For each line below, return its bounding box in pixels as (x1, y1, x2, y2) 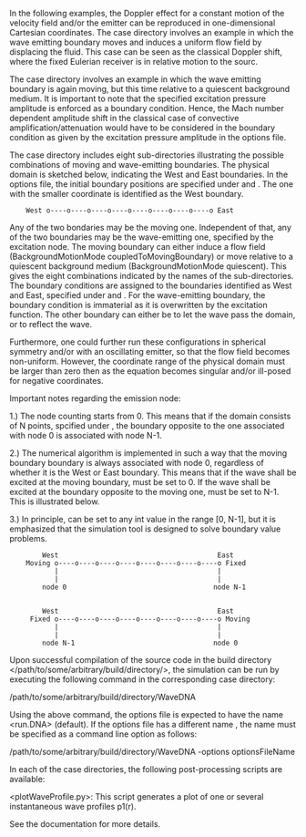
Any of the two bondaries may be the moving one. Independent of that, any (9, 222, 291, 232)
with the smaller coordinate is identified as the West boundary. (9, 189, 244, 199)
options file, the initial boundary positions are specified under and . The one (9, 179, 294, 190)
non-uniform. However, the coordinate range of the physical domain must (9, 356, 285, 367)
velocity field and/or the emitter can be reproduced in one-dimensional (9, 17, 276, 28)
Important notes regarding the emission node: (9, 393, 181, 404)
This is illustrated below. (9, 496, 100, 507)
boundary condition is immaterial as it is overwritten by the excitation (9, 300, 269, 310)
